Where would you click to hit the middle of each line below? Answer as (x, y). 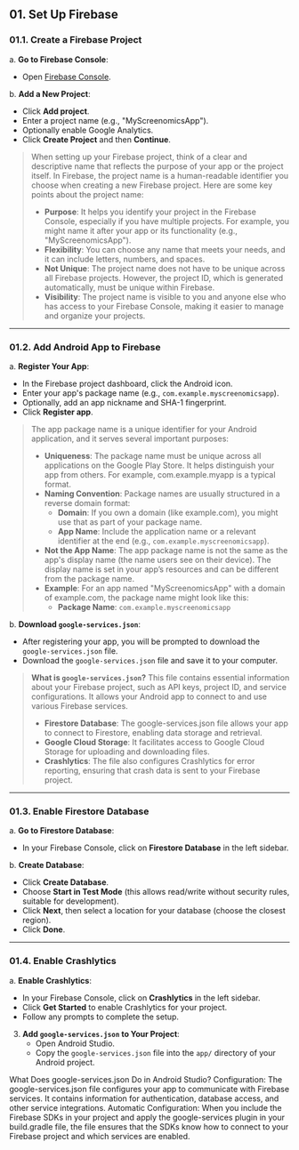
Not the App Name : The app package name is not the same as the (166, 550)
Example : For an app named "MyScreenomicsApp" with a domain (165, 588)
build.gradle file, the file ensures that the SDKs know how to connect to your (149, 1126)
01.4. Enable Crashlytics (63, 961)
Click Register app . (57, 412)
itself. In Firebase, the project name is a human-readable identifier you (160, 175)
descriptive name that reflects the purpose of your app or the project (157, 166)
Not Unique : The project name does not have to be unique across (165, 268)
